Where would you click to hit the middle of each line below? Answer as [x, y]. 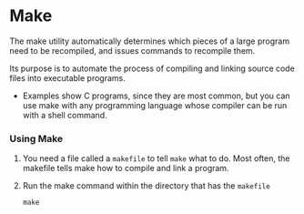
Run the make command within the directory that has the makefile [146, 186]
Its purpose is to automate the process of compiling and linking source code [152, 68]
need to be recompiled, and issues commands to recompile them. [132, 50]
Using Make [36, 138]
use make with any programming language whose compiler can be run [155, 105]
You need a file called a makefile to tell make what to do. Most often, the [156, 158]
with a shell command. [65, 115]
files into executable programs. [67, 77]
